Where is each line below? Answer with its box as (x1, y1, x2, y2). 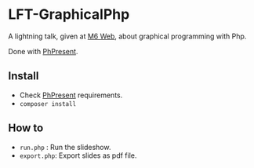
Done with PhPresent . (8, 46, 78, 56)
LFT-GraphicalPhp (8, 5, 130, 24)
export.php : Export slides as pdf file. (19, 151, 137, 160)
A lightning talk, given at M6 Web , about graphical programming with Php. (8, 31, 247, 41)
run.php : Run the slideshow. (19, 142, 111, 152)
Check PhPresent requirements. (19, 90, 123, 100)
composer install (19, 100, 77, 108)
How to (8, 122, 44, 135)
